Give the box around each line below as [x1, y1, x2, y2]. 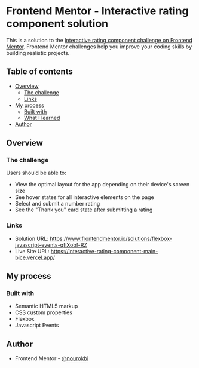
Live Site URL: [14, 247, 50, 254]
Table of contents [6, 67, 73, 77]
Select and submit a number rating [14, 200, 100, 207]
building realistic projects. [6, 49, 70, 56]
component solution [6, 17, 109, 30]
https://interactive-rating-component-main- [50, 247, 158, 254]
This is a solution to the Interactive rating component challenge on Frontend [6, 36, 193, 44]
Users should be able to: [6, 169, 67, 177]
